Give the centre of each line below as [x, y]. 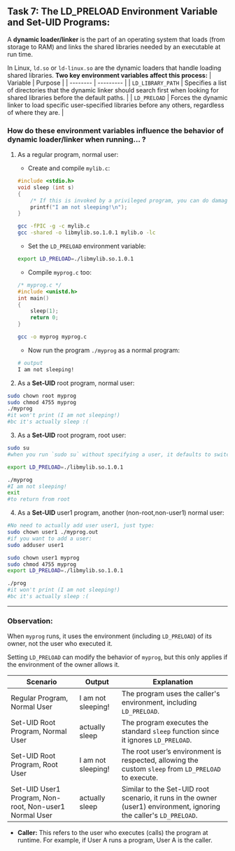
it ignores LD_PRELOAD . [157, 740]
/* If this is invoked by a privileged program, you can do [120, 200]
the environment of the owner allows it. [64, 665]
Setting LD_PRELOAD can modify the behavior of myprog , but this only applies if [117, 657]
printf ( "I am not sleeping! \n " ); [79, 207]
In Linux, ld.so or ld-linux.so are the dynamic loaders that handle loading [114, 68]
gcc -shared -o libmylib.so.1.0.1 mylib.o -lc [86, 233]
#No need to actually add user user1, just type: [81, 526]
